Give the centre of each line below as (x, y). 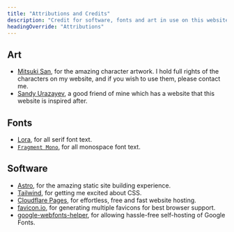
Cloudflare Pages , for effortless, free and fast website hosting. (107, 200)
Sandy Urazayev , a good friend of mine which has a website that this (116, 94)
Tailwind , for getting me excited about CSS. (79, 192)
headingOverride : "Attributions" (56, 26)
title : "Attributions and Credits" (59, 14)
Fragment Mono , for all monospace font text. (79, 147)
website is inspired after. (53, 101)
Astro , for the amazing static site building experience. (94, 185)
